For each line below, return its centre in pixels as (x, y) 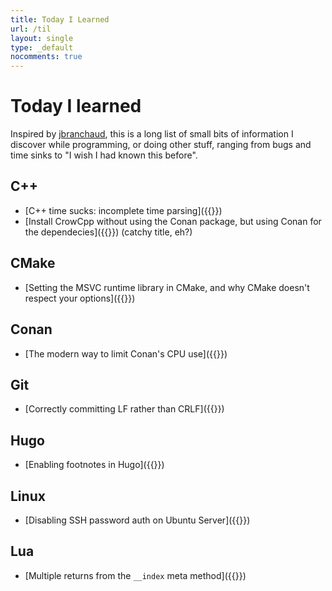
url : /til (31, 29)
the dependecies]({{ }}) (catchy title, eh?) (108, 232)
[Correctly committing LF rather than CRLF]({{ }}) (124, 409)
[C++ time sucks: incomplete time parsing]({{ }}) (123, 210)
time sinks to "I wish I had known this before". (104, 155)
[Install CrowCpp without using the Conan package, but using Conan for (173, 221)
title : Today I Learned (60, 19)
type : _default (42, 47)
